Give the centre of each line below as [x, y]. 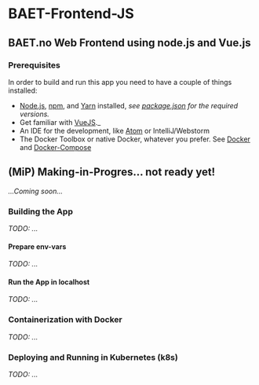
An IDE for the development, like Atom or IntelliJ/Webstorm [115, 130]
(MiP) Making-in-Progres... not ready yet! [112, 172]
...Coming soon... [36, 191]
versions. [34, 114]
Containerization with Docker [66, 320]
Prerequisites [34, 65]
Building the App [40, 211]
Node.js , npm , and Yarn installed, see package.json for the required [129, 105]
